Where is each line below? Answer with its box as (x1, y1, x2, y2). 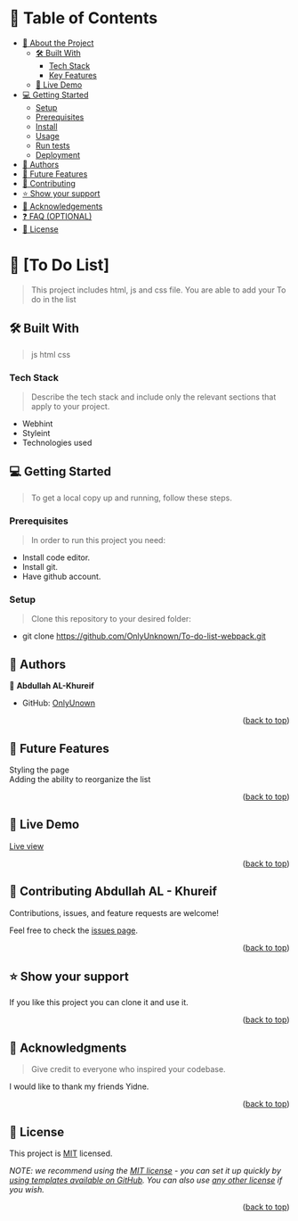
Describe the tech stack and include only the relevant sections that (30, 392, 277, 402)
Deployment (35, 149, 81, 160)
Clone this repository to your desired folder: (30, 614, 191, 624)
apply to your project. (30, 400, 110, 411)
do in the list (30, 293, 77, 304)
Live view (9, 840, 44, 851)
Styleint (21, 427, 51, 438)
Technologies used (21, 437, 93, 448)
